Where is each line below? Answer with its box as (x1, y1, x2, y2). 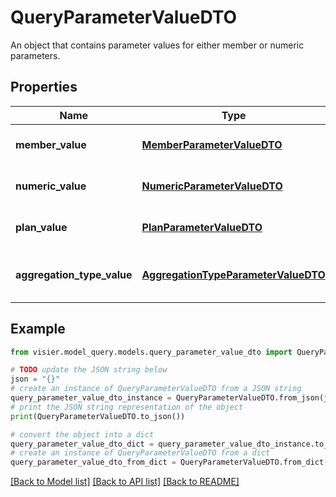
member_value (15, 137, 87, 151)
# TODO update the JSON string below (10, 365, 168, 375)
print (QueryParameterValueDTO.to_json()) (10, 411, 186, 421)
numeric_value (15, 179, 87, 193)
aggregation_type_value (15, 267, 133, 281)
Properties (10, 79, 78, 96)
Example (10, 321, 66, 338)
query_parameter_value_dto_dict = (10, 439, 155, 449)
